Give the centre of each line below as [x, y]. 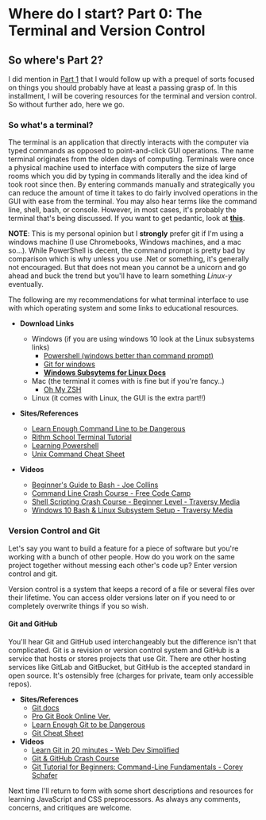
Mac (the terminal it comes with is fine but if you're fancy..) [128, 381]
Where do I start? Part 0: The [105, 14]
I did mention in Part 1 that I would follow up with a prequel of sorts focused [132, 79]
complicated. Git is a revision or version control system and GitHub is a [124, 650]
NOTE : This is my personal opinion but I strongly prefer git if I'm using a [126, 234]
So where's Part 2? [56, 60]
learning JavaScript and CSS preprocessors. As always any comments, [124, 799]
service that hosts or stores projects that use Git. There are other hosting [127, 658]
